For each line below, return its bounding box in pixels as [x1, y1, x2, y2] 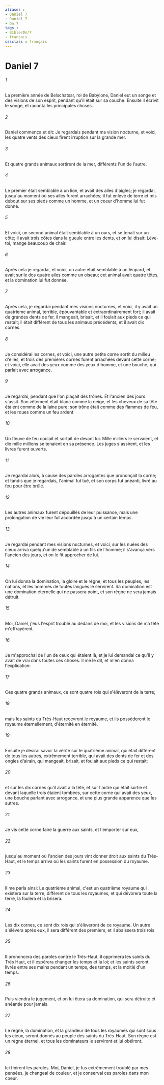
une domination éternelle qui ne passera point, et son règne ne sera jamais [5, 589, 156, 595]
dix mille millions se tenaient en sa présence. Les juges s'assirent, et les [5, 441, 151, 447]
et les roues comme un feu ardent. [5, 409, 75, 415]
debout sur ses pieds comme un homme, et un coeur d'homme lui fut [5, 198, 145, 204]
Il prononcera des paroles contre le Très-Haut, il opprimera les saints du [5, 954, 151, 960]
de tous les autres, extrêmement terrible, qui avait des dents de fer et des [5, 753, 154, 759]
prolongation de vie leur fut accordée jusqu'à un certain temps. [5, 515, 133, 521]
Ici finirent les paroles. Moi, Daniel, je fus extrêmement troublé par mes [5, 1064, 149, 1071]
